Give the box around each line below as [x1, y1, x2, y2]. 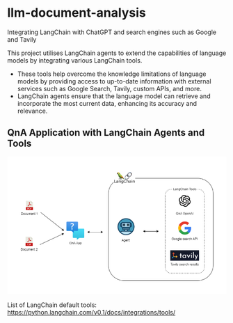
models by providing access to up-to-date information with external [17, 77, 211, 85]
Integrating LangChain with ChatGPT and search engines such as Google [7, 28, 217, 36]
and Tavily [7, 35, 37, 43]
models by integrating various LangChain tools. [7, 56, 143, 64]
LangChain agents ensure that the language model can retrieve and [17, 92, 211, 100]
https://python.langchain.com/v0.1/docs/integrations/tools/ [7, 308, 176, 316]
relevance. [17, 107, 48, 115]
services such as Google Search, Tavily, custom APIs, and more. [17, 84, 202, 93]
